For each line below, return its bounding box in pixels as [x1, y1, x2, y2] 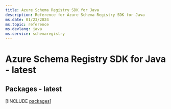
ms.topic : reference [5, 21, 50, 27]
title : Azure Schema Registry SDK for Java [5, 7, 100, 13]
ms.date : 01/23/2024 [5, 17, 50, 22]
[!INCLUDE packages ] [5, 98, 52, 104]
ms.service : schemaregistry [5, 31, 65, 36]
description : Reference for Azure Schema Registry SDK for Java [5, 12, 145, 17]
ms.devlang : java [5, 27, 42, 32]
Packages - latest [5, 84, 62, 93]
